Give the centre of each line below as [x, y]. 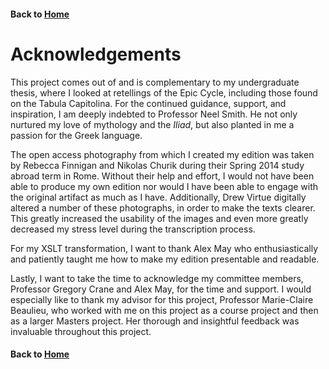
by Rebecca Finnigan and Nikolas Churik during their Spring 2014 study [157, 165]
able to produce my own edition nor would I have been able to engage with [164, 186]
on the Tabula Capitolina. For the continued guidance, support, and [148, 103]
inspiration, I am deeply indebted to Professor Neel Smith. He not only [154, 114]
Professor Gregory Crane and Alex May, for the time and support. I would [161, 289]
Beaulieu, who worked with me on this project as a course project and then [164, 310]
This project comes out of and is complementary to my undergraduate [155, 82]
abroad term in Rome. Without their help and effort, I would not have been [162, 176]
